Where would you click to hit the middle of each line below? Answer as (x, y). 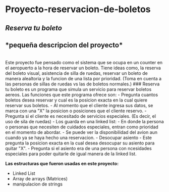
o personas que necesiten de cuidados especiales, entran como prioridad (82, 127)
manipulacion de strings (38, 184)
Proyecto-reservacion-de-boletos (78, 9)
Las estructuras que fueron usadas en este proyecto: (62, 164)
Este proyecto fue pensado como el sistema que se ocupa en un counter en (84, 63)
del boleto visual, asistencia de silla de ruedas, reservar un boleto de (76, 73)
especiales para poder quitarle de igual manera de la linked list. (71, 154)
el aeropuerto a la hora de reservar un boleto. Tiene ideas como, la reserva (83, 68)
